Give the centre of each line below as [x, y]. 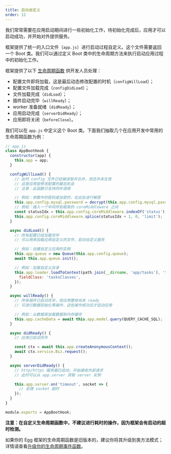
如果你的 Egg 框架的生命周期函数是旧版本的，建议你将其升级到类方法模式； [84, 440]
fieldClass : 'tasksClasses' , [50, 277]
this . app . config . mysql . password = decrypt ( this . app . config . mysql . [86, 202]
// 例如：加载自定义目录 [37, 267]
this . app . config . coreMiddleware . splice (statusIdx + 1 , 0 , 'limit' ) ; [89, 217]
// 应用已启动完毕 [31, 338]
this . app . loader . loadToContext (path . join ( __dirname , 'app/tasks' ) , [87, 273]
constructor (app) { [31, 156]
